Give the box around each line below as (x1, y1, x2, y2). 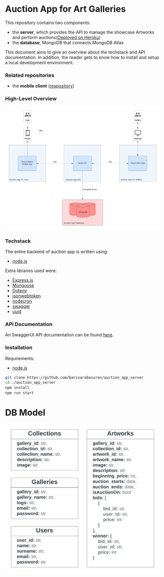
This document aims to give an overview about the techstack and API (5, 49, 145, 55)
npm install (5, 385, 29, 390)
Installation (5, 344, 33, 351)
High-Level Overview (5, 95, 57, 102)
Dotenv (12, 287, 27, 293)
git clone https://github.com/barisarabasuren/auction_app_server (5, 375, 144, 380)
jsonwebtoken (12, 293, 41, 299)
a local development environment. (5, 59, 74, 65)
